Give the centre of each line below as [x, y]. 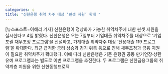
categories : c [20, 10]
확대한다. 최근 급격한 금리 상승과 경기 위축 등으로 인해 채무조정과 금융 [83, 48]
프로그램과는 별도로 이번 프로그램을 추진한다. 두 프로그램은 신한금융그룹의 [86, 60]
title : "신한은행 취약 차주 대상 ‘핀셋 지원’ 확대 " [53, 14]
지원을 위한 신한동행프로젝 [44, 66]
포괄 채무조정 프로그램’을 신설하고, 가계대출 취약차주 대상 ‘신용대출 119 [74, 41]
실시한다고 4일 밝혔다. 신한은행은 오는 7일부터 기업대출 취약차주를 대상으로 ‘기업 [83, 35]
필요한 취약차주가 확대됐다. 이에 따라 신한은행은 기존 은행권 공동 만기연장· [82, 54]
